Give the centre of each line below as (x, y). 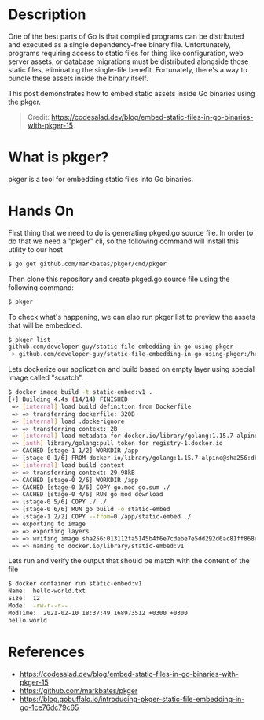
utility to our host (35, 249)
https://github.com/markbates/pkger (79, 690)
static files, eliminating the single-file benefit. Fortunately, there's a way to (128, 69)
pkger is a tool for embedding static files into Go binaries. (101, 179)
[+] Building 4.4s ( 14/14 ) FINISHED (68, 399)
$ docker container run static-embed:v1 (75, 584)
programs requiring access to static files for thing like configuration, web (126, 53)
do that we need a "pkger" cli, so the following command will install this (124, 241)
